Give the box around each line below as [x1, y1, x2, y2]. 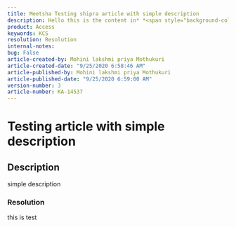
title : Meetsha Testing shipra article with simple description [7, 10, 199, 18]
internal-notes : [7, 43, 55, 50]
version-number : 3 [7, 82, 61, 89]
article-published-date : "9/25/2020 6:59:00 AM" [7, 75, 152, 83]
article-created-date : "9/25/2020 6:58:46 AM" [7, 62, 146, 69]
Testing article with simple [7, 118, 165, 135]
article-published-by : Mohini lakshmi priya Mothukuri [7, 69, 171, 76]
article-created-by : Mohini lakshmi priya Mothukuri [7, 56, 165, 63]
